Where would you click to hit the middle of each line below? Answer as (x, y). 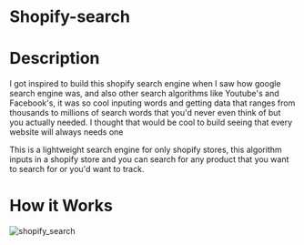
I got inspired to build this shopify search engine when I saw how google (145, 84)
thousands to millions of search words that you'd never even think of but (145, 113)
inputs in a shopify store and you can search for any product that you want (149, 159)
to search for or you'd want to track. (77, 169)
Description (55, 59)
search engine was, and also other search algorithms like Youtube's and (144, 94)
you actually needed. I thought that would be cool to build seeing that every (151, 122)
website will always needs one (66, 132)
